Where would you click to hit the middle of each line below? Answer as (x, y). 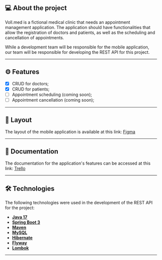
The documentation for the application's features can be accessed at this (78, 163)
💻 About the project (36, 8)
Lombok (20, 248)
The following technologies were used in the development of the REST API (79, 203)
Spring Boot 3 (26, 222)
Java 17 (20, 217)
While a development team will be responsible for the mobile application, (77, 47)
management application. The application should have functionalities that (78, 27)
